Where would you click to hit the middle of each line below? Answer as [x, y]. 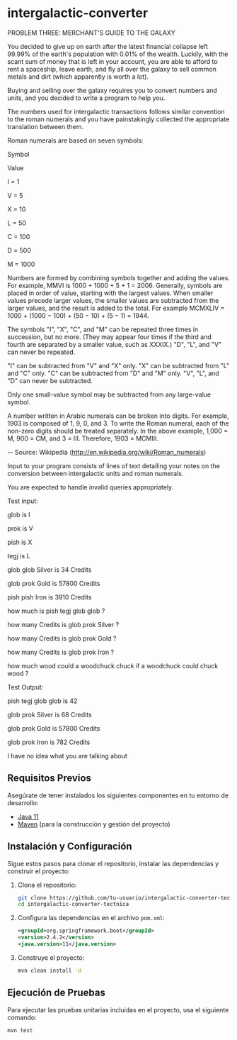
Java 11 [28, 817]
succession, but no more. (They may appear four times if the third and [109, 337]
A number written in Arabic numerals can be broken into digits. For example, [118, 416]
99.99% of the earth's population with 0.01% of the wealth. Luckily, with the [118, 54]
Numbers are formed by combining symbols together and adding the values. [118, 277]
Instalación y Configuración [70, 847]
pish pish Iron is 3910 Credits [50, 597]
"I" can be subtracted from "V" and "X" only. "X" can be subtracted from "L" [118, 365]
